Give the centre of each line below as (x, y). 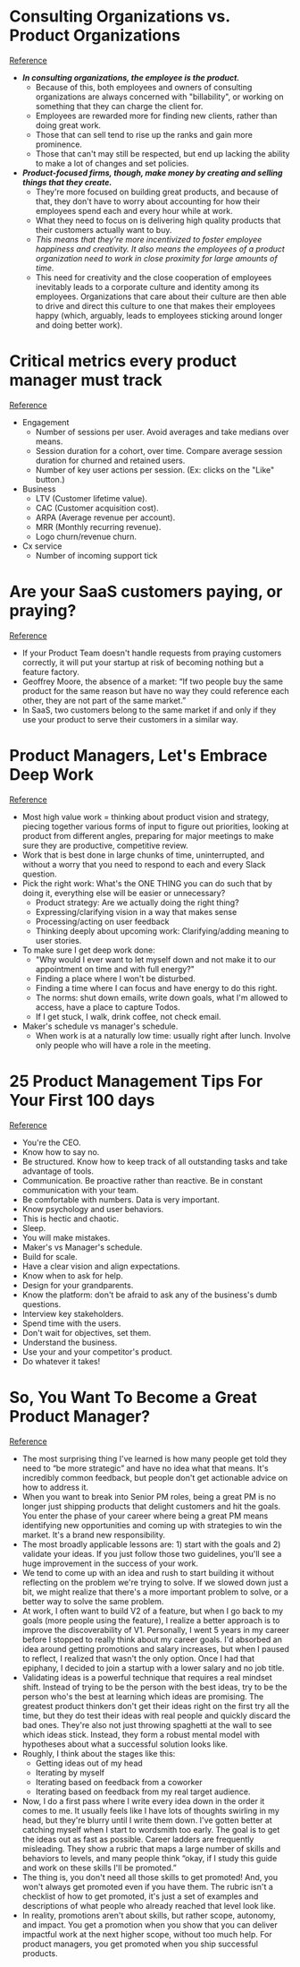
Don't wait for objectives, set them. (87, 1332)
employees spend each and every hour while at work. (134, 210)
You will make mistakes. (66, 1237)
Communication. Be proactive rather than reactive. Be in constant (142, 1180)
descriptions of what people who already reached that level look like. (149, 1905)
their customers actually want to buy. (104, 229)
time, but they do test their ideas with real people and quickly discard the (156, 1715)
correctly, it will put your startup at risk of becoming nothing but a (143, 662)
